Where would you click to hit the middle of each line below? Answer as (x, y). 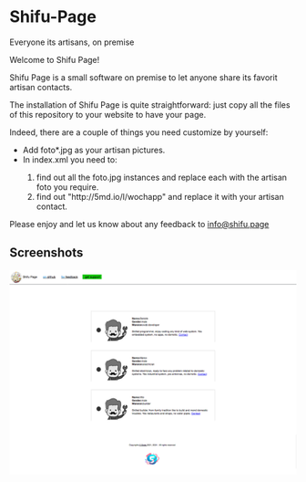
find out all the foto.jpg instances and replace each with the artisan (162, 177)
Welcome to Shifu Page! (55, 59)
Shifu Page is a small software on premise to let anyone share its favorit (143, 77)
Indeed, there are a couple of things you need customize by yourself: (139, 132)
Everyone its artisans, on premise (72, 42)
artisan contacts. (41, 87)
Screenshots (46, 253)
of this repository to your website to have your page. (108, 114)
